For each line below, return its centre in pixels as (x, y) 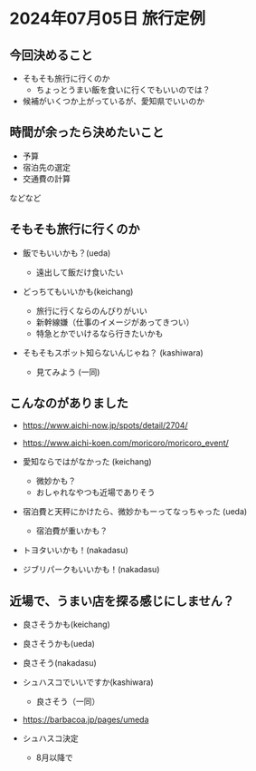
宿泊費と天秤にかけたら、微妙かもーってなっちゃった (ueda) (135, 512)
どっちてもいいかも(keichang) (78, 291)
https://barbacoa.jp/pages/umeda (85, 720)
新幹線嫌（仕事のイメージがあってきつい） (115, 322)
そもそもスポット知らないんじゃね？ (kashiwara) (113, 352)
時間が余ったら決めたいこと (87, 132)
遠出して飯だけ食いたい (80, 272)
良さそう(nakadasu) (59, 663)
